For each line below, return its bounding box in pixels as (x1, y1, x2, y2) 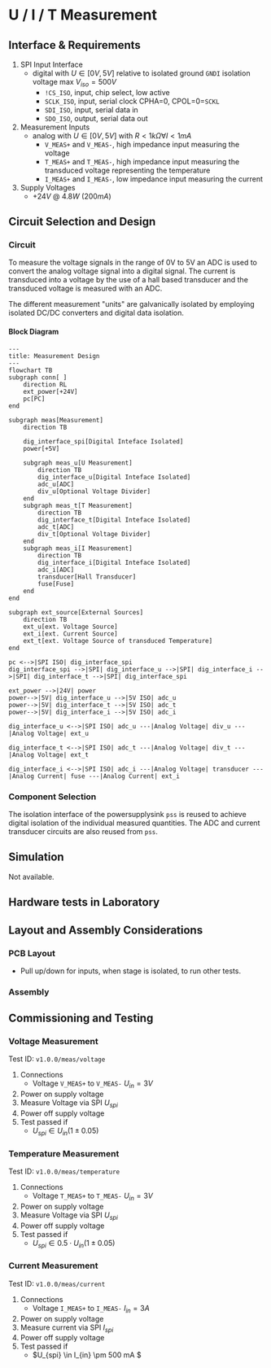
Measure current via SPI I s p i (20, 1322, 114, 1334)
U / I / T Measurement (8, 6, 157, 24)
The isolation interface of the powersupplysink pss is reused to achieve (8, 809, 247, 819)
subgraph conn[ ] (8, 373, 68, 382)
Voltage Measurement (8, 1036, 99, 1047)
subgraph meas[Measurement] (8, 416, 104, 424)
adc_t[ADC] (37, 522, 75, 531)
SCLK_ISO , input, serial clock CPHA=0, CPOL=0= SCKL (44, 96, 220, 106)
